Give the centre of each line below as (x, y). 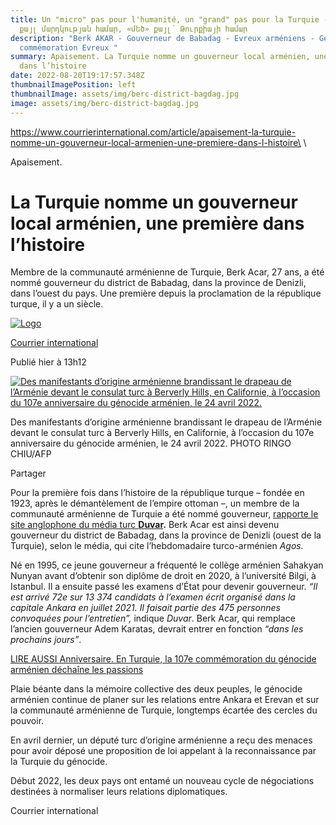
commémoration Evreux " (68, 47)
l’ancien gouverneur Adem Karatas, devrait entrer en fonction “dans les (157, 629)
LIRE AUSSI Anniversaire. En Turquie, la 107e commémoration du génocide (163, 659)
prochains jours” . (46, 640)
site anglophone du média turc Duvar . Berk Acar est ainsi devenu (145, 525)
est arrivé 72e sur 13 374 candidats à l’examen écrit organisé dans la (153, 597)
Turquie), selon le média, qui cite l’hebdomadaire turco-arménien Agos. (157, 546)
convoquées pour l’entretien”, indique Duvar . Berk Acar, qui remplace (153, 618)
